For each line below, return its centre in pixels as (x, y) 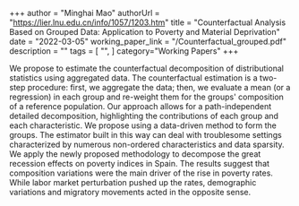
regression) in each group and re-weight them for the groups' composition (147, 97)
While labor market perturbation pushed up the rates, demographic (133, 182)
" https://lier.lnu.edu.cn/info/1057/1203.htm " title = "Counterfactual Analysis (148, 22)
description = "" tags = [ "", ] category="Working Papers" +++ (124, 51)
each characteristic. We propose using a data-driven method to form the (143, 125)
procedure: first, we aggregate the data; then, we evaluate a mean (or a (159, 87)
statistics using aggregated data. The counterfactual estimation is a (133, 78)
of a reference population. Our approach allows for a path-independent (141, 106)
